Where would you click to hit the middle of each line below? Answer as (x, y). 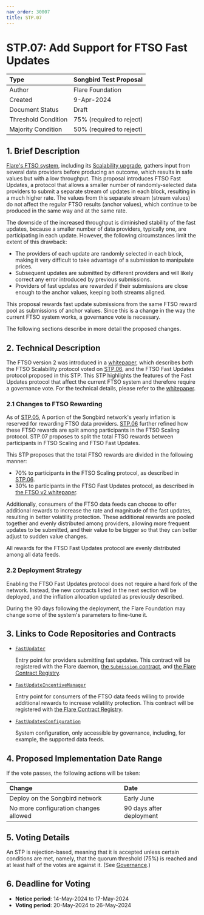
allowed (20, 816)
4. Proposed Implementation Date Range (84, 759)
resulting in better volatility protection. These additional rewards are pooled (100, 517)
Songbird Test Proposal (108, 80)
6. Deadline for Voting (48, 884)
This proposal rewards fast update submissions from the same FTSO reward (102, 304)
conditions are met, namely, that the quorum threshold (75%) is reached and (102, 859)
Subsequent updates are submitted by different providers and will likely (104, 273)
